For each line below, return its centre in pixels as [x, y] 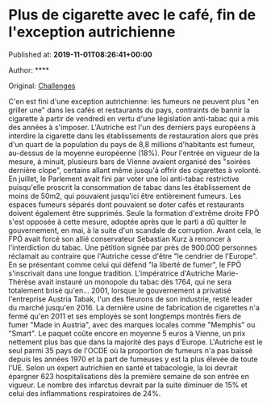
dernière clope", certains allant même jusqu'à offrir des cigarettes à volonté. [135, 170]
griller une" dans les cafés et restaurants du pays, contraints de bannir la [129, 110]
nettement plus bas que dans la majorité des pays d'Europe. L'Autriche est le [135, 342]
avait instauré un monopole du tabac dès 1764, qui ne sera [135, 281]
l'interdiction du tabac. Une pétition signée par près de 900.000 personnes [133, 247]
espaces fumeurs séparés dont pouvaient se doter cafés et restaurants [126, 205]
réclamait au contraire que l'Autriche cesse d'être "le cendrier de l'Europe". [133, 255]
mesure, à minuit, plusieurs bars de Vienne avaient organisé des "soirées [130, 161]
